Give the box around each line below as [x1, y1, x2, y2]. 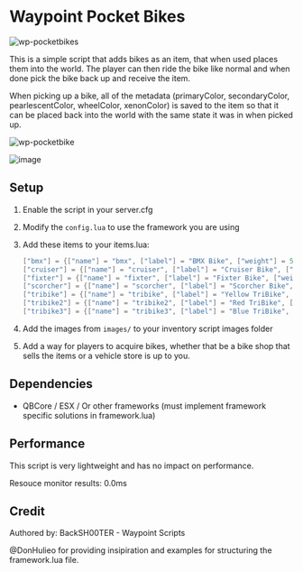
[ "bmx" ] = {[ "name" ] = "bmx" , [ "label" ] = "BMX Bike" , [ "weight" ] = [22, 256, 286, 265]
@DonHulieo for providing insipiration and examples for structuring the [9, 545, 272, 556]
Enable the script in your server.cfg [22, 204, 153, 215]
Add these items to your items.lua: [22, 239, 151, 250]
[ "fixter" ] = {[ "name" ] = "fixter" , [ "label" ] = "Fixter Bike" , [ [22, 273, 278, 282]
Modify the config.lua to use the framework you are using [22, 221, 241, 232]
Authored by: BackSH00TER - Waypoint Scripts [9, 528, 186, 539]
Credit [9, 503, 45, 519]
